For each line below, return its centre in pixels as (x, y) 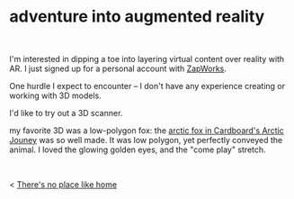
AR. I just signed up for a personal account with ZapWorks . (118, 68)
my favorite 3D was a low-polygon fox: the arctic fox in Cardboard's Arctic (147, 130)
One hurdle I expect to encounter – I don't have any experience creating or (147, 86)
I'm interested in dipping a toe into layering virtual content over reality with (147, 59)
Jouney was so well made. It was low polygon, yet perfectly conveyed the (146, 140)
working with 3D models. (55, 95)
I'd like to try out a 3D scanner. (66, 113)
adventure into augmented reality (137, 17)
